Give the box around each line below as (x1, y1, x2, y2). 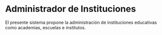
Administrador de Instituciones (5, 3, 136, 15)
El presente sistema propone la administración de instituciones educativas (5, 19, 158, 25)
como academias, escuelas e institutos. (5, 24, 86, 30)
